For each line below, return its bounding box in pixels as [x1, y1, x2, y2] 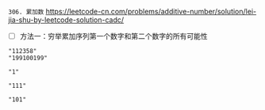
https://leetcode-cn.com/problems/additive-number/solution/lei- [45, 7, 256, 16]
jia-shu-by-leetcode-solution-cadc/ [8, 15, 125, 25]
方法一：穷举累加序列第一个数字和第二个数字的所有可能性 [19, 32, 208, 40]
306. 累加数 [8, 8, 44, 16]
